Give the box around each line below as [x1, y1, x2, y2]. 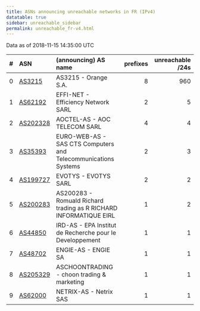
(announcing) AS [55, 56, 105, 64]
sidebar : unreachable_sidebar [6, 20, 82, 26]
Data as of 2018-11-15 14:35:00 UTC [6, 42, 94, 49]
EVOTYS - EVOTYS [55, 172, 111, 180]
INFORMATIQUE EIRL [55, 211, 115, 220]
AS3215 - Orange [55, 73, 108, 82]
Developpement [55, 236, 101, 245]
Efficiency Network [55, 98, 110, 106]
